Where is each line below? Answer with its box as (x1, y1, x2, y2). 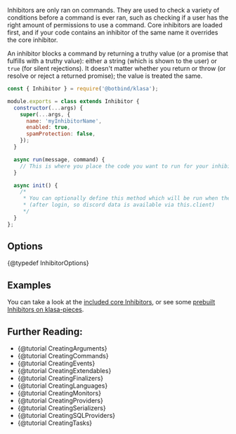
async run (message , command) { (13, 156, 105, 163)
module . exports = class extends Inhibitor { (7, 97, 140, 104)
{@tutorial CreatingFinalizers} (17, 374, 104, 383)
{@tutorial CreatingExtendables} (17, 367, 112, 375)
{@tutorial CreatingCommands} (17, 352, 109, 360)
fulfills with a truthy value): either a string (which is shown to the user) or (7, 57, 218, 65)
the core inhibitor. (7, 36, 58, 44)
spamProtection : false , (25, 130, 96, 137)
